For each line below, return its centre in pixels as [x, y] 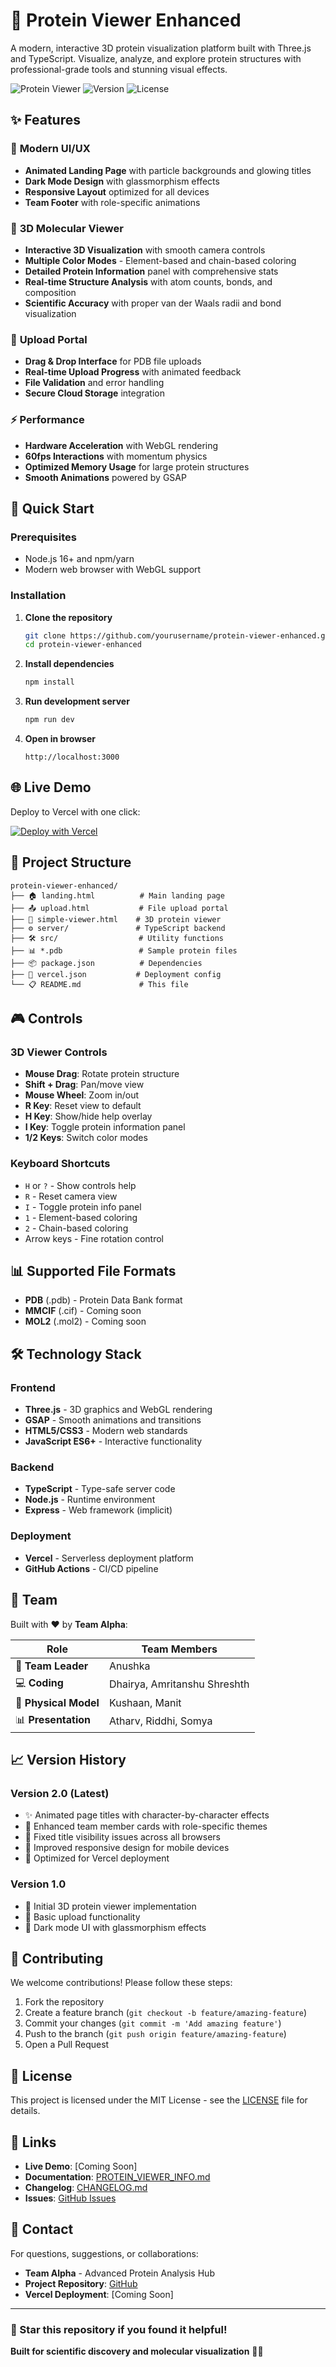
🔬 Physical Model [57, 1702]
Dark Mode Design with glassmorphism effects [122, 181]
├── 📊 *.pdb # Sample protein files [124, 950]
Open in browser [60, 738]
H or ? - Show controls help [80, 1185]
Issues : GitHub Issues [70, 2198]
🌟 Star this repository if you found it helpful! [119, 2329]
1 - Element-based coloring [81, 1217]
